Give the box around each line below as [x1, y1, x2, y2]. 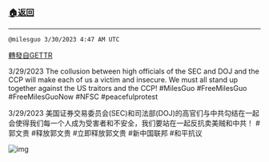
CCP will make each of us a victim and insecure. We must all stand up [8, 75, 239, 85]
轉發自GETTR [8, 50, 53, 61]
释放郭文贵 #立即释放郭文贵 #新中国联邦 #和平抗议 [35, 128, 203, 138]
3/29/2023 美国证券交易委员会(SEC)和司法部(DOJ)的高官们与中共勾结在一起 [8, 109, 260, 118]
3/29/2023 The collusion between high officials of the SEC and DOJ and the [8, 66, 260, 77]
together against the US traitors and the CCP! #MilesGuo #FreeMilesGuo [8, 84, 247, 93]
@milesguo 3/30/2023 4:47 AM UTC [8, 36, 120, 44]
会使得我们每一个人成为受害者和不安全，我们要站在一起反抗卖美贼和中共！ [8, 118, 254, 128]
